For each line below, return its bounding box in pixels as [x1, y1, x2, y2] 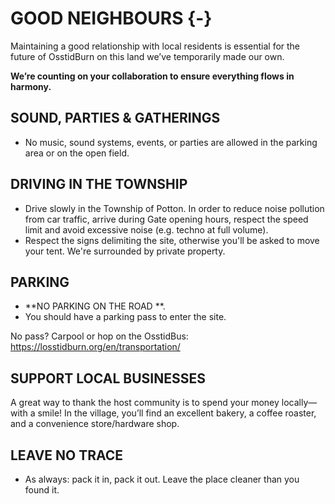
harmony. [10, 80, 52, 92]
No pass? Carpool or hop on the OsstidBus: [10, 330, 189, 342]
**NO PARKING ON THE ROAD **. [24, 300, 166, 312]
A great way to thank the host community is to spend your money [10, 397, 280, 409]
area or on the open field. [24, 147, 130, 159]
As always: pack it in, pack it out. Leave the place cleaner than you [24, 473, 300, 485]
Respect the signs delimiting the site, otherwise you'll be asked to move [24, 234, 320, 246]
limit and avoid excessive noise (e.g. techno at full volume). [24, 223, 269, 236]
